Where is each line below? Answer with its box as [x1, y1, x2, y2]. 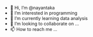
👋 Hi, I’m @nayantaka [10, 5, 55, 10]
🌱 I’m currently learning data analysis [10, 15, 88, 21]
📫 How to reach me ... [10, 26, 57, 32]
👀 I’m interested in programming [10, 10, 78, 16]
